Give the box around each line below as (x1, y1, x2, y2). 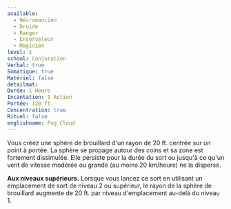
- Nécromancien (13, 17, 57, 24)
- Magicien (13, 42, 45, 49)
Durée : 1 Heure (7, 87, 51, 94)
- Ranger (13, 29, 39, 37)
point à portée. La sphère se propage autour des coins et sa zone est (7, 146, 203, 154)
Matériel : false (7, 74, 54, 82)
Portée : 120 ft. (7, 100, 54, 107)
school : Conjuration (7, 55, 67, 62)
